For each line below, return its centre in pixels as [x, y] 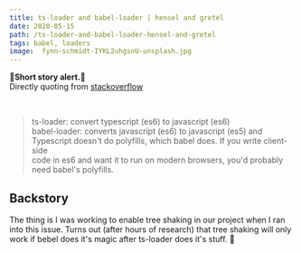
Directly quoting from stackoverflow [76, 87]
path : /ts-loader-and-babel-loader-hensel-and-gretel [113, 34]
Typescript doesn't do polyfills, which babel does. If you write [146, 141]
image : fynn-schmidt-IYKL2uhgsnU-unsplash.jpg [101, 52]
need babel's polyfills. [73, 170]
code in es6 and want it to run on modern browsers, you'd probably [157, 160]
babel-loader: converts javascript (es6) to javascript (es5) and [147, 131]
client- [275, 141]
